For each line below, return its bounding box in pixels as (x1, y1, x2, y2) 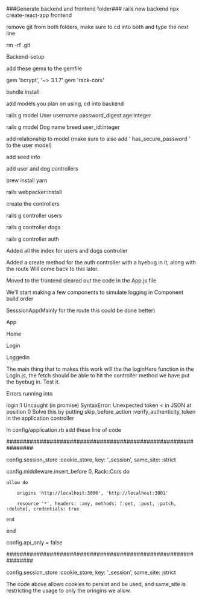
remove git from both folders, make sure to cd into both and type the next (6, 24, 189, 30)
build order (6, 295, 34, 302)
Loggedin (6, 354, 30, 360)
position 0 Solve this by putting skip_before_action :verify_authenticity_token (6, 408, 196, 415)
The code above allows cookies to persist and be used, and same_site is (6, 581, 186, 587)
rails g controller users (6, 212, 62, 219)
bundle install (6, 88, 40, 96)
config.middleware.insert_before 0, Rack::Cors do (6, 468, 130, 475)
